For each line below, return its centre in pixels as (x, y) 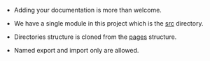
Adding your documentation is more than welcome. (88, 10)
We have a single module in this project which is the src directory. (108, 23)
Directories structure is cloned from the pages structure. (95, 37)
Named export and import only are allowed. (76, 50)
